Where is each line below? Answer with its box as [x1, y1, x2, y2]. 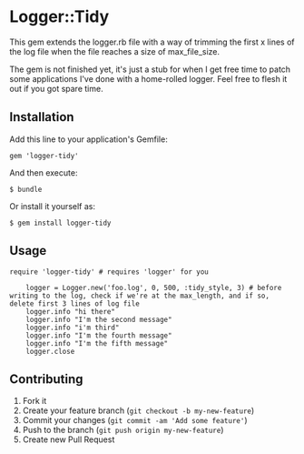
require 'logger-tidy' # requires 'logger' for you [9, 267, 209, 277]
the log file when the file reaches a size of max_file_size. [9, 45, 221, 56]
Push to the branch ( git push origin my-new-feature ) [22, 425, 224, 436]
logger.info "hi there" [25, 307, 116, 316]
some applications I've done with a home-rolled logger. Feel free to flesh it [9, 73, 288, 84]
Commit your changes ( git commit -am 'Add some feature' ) [22, 415, 248, 426]
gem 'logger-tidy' [9, 151, 79, 160]
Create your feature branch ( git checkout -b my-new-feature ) [22, 405, 255, 416]
